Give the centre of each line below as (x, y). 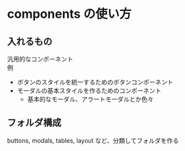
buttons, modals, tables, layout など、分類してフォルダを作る (93, 140)
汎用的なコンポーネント (40, 59)
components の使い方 (69, 14)
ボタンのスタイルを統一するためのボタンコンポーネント (95, 82)
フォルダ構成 (34, 123)
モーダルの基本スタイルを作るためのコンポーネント (89, 91)
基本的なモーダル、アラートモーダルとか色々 (90, 99)
